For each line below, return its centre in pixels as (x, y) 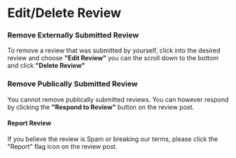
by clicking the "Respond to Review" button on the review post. (101, 107)
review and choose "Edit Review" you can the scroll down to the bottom (113, 58)
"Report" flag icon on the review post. (62, 146)
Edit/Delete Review (64, 13)
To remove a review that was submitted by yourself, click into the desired (114, 50)
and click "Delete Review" (46, 66)
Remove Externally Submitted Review (73, 35)
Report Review (29, 123)
